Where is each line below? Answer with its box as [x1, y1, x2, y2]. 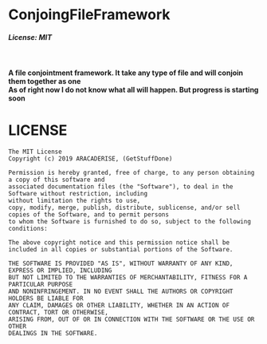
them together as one [8, 77, 81, 86]
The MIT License [8, 148, 62, 156]
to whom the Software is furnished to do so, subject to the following [8, 218, 251, 226]
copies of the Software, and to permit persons [8, 211, 170, 219]
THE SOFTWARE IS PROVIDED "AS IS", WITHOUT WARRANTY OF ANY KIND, [8, 259, 234, 268]
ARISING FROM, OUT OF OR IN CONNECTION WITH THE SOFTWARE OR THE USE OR [8, 315, 255, 324]
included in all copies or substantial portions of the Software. [8, 246, 234, 254]
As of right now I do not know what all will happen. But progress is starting [8, 85, 259, 95]
